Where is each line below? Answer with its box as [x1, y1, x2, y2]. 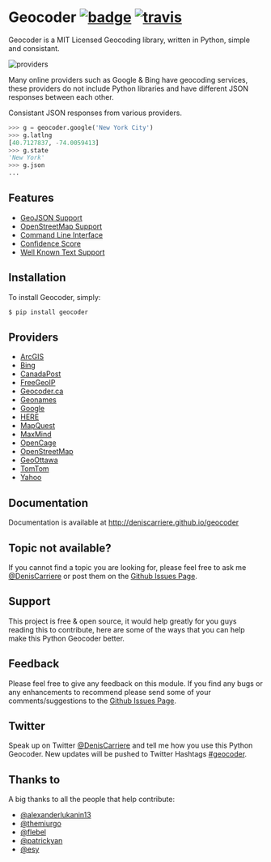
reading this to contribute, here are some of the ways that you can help [8, 624, 245, 634]
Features [8, 191, 54, 205]
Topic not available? [8, 541, 112, 555]
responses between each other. [8, 92, 115, 101]
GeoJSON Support [19, 212, 83, 222]
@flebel [19, 827, 47, 837]
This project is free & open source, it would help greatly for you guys [8, 616, 237, 626]
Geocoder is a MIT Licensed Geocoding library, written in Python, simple [8, 35, 251, 45]
